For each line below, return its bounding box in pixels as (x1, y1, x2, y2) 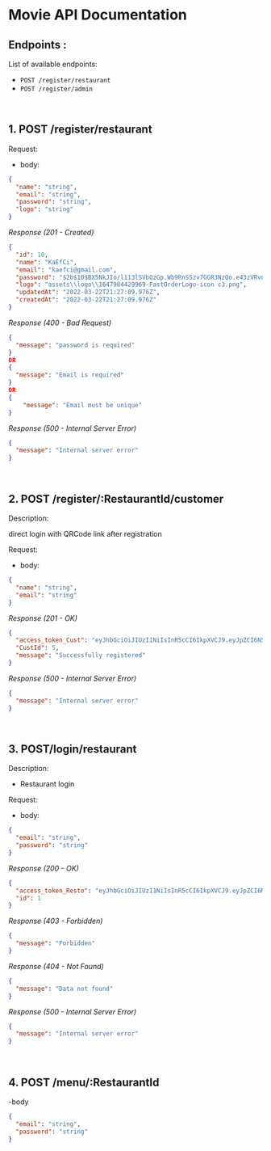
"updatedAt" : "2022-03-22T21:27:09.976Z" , (15, 289, 161, 297)
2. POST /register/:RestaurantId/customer (8, 491, 224, 506)
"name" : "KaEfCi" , (15, 258, 78, 266)
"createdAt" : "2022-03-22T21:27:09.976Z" (15, 296, 157, 304)
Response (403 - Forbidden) (8, 916, 103, 926)
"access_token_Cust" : (15, 636, 89, 644)
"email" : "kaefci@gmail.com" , (15, 265, 117, 274)
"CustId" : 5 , (15, 644, 60, 652)
